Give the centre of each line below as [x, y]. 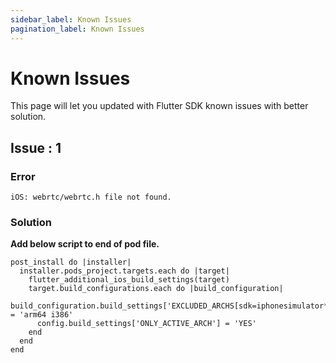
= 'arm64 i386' [42, 315]
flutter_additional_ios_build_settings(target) [129, 280]
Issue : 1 [36, 147]
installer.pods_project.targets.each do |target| [124, 271]
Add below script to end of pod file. [85, 244]
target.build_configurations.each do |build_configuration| [156, 289]
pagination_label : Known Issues [77, 29]
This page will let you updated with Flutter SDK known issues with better [159, 106]
